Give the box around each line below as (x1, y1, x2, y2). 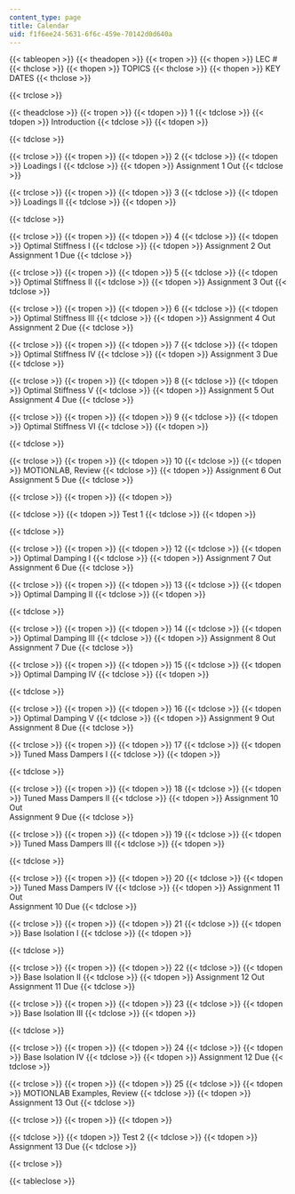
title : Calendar (9, 21, 69, 30)
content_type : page (9, 12, 82, 22)
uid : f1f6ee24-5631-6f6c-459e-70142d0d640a (9, 29, 173, 38)
